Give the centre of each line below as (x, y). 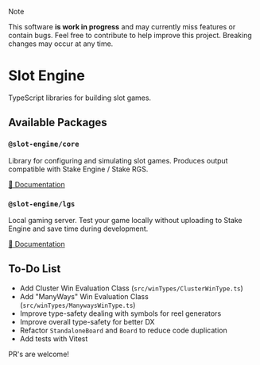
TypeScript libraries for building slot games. (80, 98)
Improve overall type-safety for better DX (87, 321)
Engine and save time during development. (78, 229)
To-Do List (35, 269)
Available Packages (58, 123)
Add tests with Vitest (54, 338)
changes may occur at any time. (61, 44)
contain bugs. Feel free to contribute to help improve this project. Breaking (130, 35)
